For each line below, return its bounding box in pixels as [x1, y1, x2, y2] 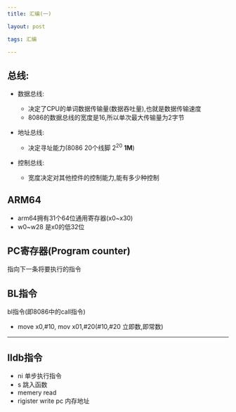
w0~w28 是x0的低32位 [17, 222, 85, 231]
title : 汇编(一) [7, 10, 52, 18]
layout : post [7, 22, 46, 30]
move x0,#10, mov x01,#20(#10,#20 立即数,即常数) [17, 323, 164, 331]
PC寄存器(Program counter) [7, 245, 131, 257]
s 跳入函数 [17, 380, 48, 389]
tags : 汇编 [7, 36, 37, 43]
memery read [17, 388, 57, 397]
